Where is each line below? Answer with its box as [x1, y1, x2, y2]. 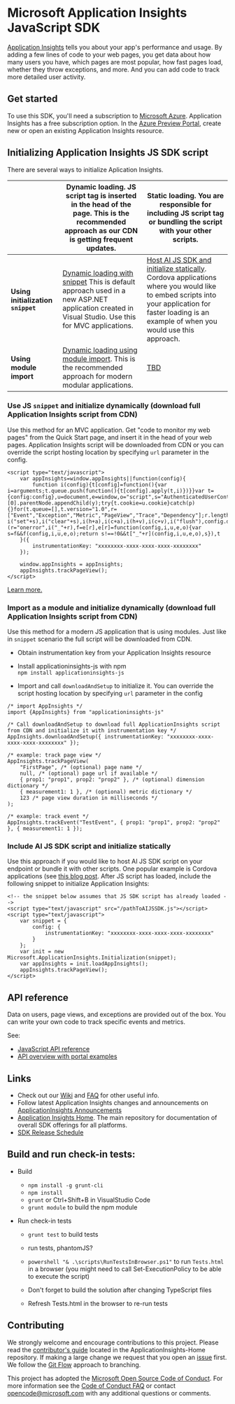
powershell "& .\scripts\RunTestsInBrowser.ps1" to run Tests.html [27, 1257, 224, 1265]
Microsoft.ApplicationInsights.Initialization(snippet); [7, 954, 177, 962]
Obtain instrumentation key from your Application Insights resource [17, 649, 211, 657]
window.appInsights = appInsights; [20, 561, 124, 568]
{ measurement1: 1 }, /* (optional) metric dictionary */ [20, 789, 192, 796]
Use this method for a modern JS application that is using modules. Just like [7, 628, 227, 636]
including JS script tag [146, 208, 225, 218]
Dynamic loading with [62, 268, 134, 278]
